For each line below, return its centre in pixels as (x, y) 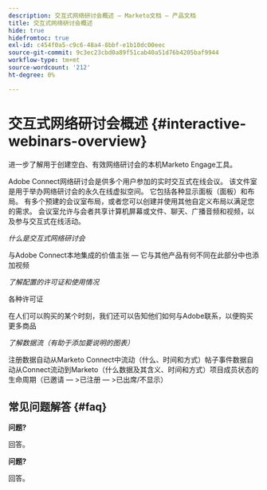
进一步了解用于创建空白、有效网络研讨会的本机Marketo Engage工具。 (123, 164)
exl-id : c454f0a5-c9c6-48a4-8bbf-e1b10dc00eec (87, 45)
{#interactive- (199, 123)
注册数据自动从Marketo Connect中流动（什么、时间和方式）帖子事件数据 (128, 359)
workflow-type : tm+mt (44, 61)
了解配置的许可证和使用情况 (54, 282)
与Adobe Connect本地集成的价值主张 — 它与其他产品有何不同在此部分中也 (130, 255)
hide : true (26, 30)
